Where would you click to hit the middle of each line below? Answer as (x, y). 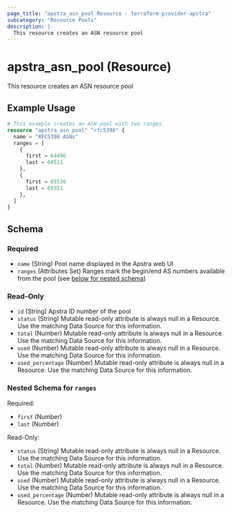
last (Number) (38, 424)
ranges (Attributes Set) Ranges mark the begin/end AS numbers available (121, 271)
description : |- (30, 26)
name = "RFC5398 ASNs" (46, 137)
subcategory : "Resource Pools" (52, 20)
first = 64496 (46, 156)
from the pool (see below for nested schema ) (81, 278)
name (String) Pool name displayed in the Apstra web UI (95, 263)
